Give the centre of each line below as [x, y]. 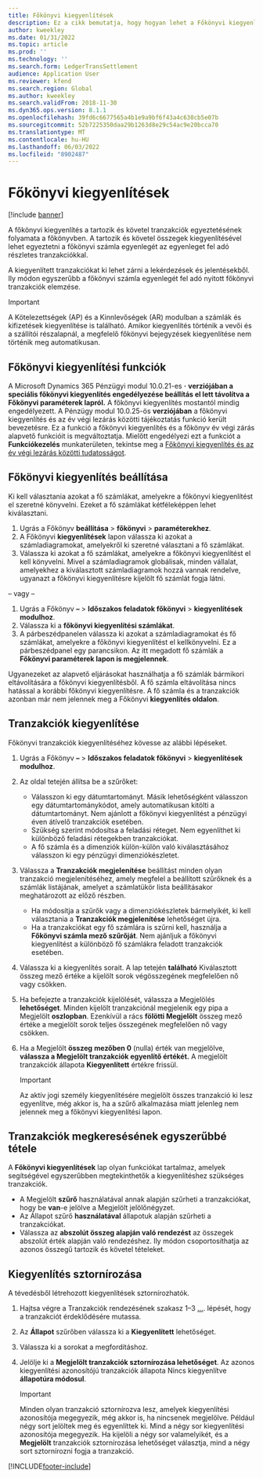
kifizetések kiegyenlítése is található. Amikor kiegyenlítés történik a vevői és [130, 326]
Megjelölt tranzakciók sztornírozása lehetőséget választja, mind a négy [135, 1443]
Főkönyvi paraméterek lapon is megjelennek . [94, 659]
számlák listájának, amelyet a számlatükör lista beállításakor [116, 887]
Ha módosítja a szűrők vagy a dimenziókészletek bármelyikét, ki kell [141, 910]
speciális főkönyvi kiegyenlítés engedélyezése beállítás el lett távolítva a [129, 394]
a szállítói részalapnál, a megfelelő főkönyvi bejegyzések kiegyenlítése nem [130, 334]
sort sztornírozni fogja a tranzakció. [77, 1451]
